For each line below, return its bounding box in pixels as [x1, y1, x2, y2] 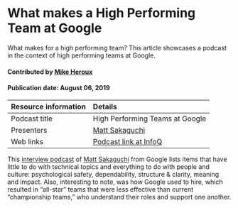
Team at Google [7, 20, 102, 36]
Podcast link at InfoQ [92, 136, 163, 146]
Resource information [11, 102, 87, 111]
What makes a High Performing [7, 5, 196, 21]
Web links [11, 136, 44, 146]
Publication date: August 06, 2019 [7, 84, 110, 92]
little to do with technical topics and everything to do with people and [7, 162, 210, 171]
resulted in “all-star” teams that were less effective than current [7, 185, 194, 193]
